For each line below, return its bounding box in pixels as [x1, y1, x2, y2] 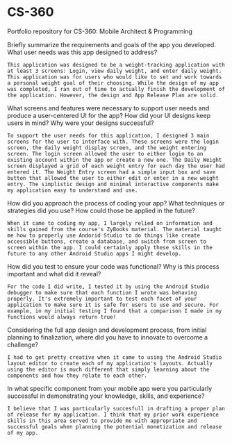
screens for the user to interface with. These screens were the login [7, 138, 219, 145]
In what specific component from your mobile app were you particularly [7, 384, 213, 392]
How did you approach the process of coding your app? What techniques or [7, 199, 225, 207]
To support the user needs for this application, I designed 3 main [7, 132, 210, 139]
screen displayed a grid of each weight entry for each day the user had [7, 162, 226, 169]
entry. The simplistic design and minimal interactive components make [7, 181, 219, 187]
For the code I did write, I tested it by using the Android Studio [7, 283, 210, 290]
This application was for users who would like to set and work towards [7, 74, 222, 81]
